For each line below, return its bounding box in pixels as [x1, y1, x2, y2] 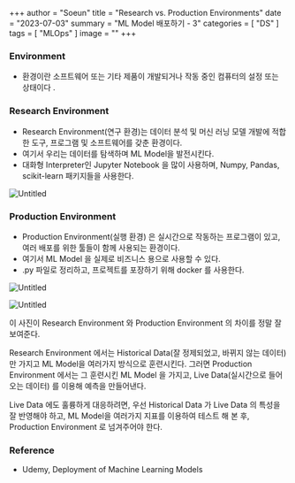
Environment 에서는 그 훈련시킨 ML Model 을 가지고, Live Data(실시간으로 [9, 369, 267, 379]
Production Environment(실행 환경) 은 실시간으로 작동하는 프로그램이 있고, [21, 231, 281, 241]
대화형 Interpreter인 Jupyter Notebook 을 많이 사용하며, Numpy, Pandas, [21, 159, 280, 170]
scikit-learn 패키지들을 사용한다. [21, 170, 134, 180]
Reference [9, 444, 55, 456]
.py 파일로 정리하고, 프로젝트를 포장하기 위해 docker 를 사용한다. [21, 264, 245, 275]
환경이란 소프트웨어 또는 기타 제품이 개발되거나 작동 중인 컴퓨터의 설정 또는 [21, 71, 280, 82]
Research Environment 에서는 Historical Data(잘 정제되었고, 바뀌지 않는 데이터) [9, 347, 287, 357]
